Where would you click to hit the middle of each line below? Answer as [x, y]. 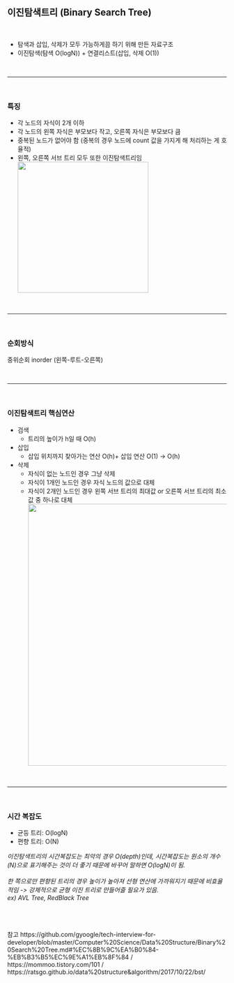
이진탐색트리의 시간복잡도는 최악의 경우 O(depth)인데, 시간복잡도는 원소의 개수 [114, 856]
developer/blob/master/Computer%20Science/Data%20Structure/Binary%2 [117, 942]
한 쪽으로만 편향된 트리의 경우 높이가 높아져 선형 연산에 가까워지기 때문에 [106, 881]
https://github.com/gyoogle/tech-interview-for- [88, 934]
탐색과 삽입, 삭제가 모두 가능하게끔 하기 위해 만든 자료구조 [95, 44]
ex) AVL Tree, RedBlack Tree [48, 898]
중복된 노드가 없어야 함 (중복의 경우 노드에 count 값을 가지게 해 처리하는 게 [118, 140]
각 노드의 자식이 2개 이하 [51, 123]
